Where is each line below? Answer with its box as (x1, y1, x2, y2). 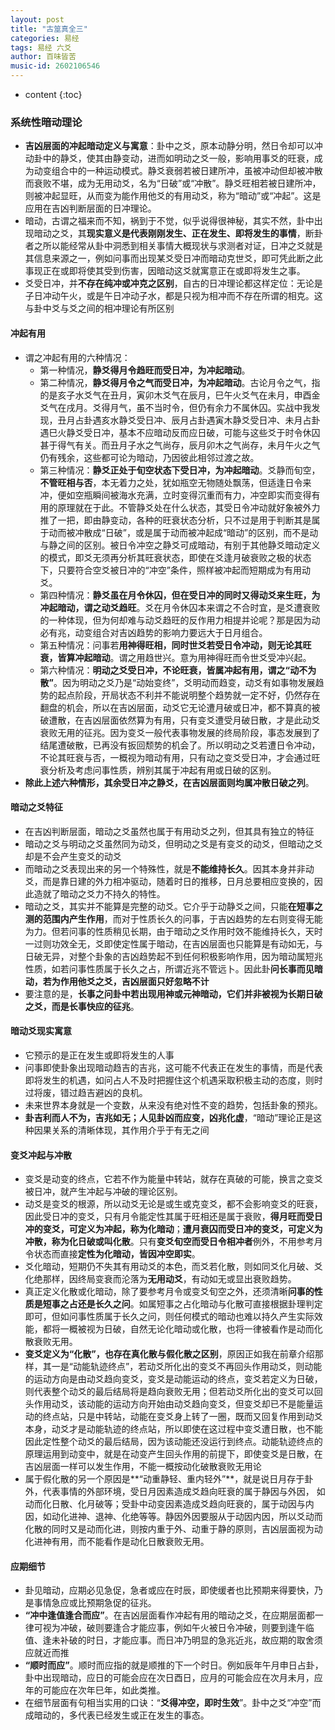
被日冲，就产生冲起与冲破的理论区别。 (24, 1186, 183, 1198)
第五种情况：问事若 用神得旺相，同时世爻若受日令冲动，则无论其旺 (39, 639, 312, 651)
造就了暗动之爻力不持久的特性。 (33, 887, 166, 900)
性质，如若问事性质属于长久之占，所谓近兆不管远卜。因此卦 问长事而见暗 (24, 962, 323, 975)
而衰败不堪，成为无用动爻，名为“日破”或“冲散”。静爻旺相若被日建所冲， (24, 177, 322, 190)
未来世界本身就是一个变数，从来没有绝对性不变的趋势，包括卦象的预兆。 (24, 1099, 323, 1111)
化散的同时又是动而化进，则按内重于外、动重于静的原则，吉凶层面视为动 (24, 1523, 323, 1535)
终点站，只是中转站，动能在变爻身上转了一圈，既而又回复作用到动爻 (42, 1411, 323, 1423)
